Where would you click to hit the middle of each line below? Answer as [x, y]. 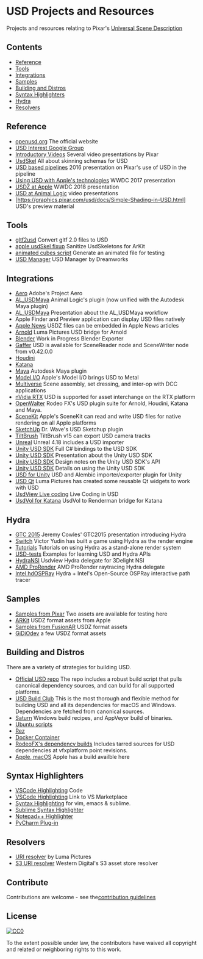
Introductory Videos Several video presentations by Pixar [87, 154]
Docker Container [37, 737]
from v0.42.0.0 [34, 351]
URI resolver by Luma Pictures [53, 857]
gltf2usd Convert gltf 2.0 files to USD [62, 240]
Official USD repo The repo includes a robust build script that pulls [98, 679]
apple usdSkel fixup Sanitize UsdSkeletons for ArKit [80, 246]
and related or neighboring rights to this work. [64, 949]
